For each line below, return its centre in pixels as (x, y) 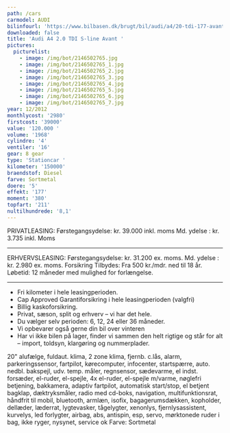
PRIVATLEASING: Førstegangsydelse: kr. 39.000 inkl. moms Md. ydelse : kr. (113, 231)
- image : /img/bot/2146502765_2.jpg (72, 71)
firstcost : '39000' (35, 122)
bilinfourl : (24, 26)
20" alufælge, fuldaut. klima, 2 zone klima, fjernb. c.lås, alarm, (94, 356)
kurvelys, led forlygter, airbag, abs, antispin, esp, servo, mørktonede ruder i (114, 414)
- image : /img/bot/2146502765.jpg (68, 58)
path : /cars (24, 13)
